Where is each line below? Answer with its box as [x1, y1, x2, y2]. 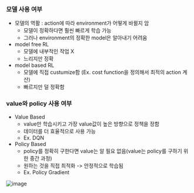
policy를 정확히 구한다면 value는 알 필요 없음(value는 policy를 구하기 [23, 147, 182, 154]
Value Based [14, 113, 45, 120]
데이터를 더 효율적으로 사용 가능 [23, 127, 96, 134]
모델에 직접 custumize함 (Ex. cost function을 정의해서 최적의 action [23, 69, 181, 76]
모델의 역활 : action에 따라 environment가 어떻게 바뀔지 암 [14, 19, 149, 27]
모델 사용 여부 [6, 5, 43, 13]
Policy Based [14, 140, 46, 147]
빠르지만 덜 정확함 [23, 83, 65, 90]
